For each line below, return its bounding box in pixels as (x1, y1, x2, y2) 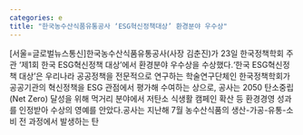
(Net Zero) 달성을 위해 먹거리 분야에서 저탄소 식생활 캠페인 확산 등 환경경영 (9, 92, 275, 104)
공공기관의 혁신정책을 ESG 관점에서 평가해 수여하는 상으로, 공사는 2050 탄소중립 (9, 82, 295, 92)
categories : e (9, 13, 64, 23)
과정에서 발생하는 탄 (28, 115, 100, 127)
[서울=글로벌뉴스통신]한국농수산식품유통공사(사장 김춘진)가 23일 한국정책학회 (9, 47, 284, 59)
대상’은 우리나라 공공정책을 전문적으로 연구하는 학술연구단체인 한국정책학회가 (18, 70, 290, 82)
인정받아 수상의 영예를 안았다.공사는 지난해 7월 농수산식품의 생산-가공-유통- (18, 104, 287, 115)
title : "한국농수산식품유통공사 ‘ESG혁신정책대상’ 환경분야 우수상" (9, 22, 229, 31)
